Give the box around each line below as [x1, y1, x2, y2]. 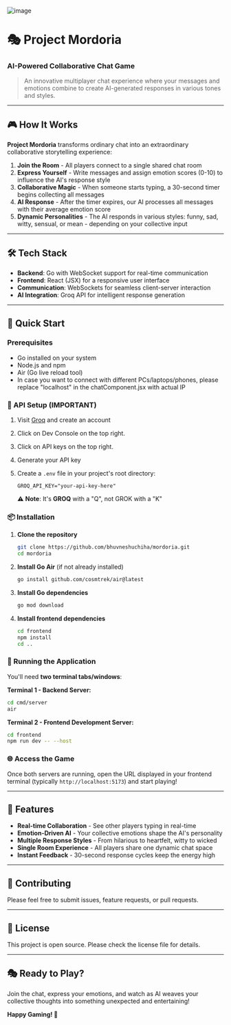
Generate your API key [16, 456, 81, 465]
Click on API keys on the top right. [16, 443, 113, 451]
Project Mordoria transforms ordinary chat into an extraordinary [7, 141, 189, 149]
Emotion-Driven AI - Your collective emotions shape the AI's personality [16, 829, 223, 838]
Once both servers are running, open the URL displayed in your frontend [7, 769, 212, 778]
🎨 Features [7, 804, 54, 815]
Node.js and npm [16, 361, 66, 369]
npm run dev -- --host [7, 738, 72, 744]
